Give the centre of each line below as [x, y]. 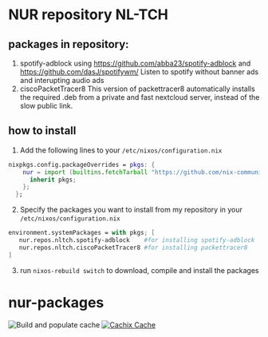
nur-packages [56, 302]
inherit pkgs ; [53, 180]
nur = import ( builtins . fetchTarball [85, 172]
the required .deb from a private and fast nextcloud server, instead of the [140, 97]
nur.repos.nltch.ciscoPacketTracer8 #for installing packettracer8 [133, 248]
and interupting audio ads [62, 80]
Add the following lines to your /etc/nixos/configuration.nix [121, 150]
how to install [42, 131]
